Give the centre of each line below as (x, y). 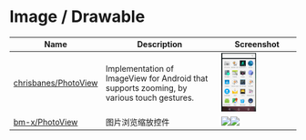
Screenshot (257, 45)
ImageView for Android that (157, 78)
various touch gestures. (150, 97)
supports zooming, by (147, 87)
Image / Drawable (77, 17)
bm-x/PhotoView (46, 122)
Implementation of (140, 68)
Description (160, 45)
